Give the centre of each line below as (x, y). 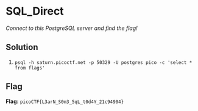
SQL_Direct (35, 11)
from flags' (30, 68)
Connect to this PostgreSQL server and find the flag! (72, 28)
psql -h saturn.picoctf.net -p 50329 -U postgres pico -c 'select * (103, 62)
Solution (22, 47)
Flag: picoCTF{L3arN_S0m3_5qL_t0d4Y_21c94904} (65, 101)
